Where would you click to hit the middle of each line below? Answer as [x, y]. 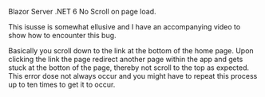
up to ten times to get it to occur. [62, 84]
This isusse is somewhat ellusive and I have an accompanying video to [125, 27]
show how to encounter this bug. [63, 35]
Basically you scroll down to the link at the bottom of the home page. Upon [131, 50]
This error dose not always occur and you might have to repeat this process [133, 76]
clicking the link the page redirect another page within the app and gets [126, 59]
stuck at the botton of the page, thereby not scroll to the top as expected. [129, 68]
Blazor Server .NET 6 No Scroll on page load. [82, 12]
